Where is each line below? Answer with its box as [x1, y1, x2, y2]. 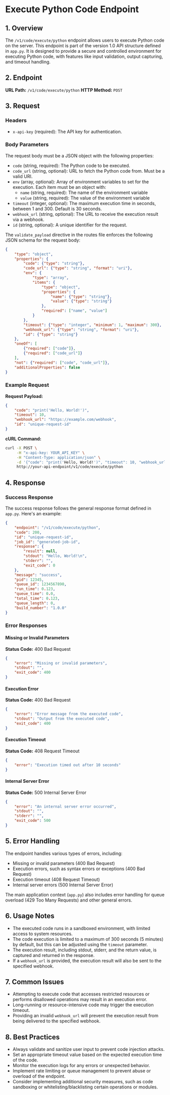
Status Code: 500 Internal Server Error [5, 789, 87, 795]
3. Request [5, 102, 40, 110]
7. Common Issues [5, 977, 64, 986]
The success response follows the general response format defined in [5, 505, 152, 511]
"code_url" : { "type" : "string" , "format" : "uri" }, [23, 266, 133, 271]
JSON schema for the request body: [5, 237, 81, 243]
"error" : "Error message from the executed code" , [14, 712, 123, 717]
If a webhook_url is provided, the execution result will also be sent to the [12, 957, 162, 964]
